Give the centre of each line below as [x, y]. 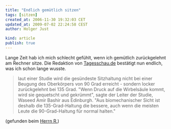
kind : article [20, 38]
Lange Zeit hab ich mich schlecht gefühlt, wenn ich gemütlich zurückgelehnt [86, 57]
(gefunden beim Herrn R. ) [32, 121]
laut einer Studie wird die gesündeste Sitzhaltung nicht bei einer [85, 78]
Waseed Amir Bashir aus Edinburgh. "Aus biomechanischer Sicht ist [89, 100]
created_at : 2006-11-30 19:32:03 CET [45, 19]
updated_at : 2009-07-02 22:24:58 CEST [46, 24]
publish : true [20, 43]
